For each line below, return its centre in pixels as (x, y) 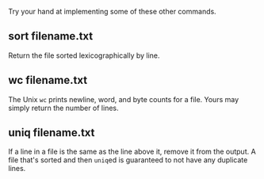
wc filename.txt (48, 80)
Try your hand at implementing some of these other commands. (112, 11)
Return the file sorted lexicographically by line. (84, 55)
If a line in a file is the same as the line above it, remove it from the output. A (132, 152)
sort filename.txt (51, 36)
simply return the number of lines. (63, 108)
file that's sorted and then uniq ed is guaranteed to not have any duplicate (128, 160)
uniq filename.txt (52, 133)
